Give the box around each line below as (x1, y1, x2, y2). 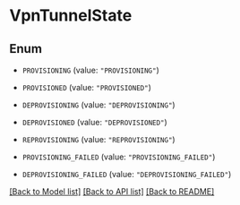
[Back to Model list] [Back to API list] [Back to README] (9, 186, 215, 197)
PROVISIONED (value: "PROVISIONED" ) (21, 82, 152, 92)
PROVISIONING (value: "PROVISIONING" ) (21, 64, 159, 75)
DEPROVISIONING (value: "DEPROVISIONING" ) (21, 99, 176, 110)
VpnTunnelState (9, 5, 133, 26)
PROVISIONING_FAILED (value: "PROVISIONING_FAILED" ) (21, 151, 216, 162)
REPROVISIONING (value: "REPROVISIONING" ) (21, 134, 176, 144)
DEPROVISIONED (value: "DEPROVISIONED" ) (21, 117, 167, 127)
